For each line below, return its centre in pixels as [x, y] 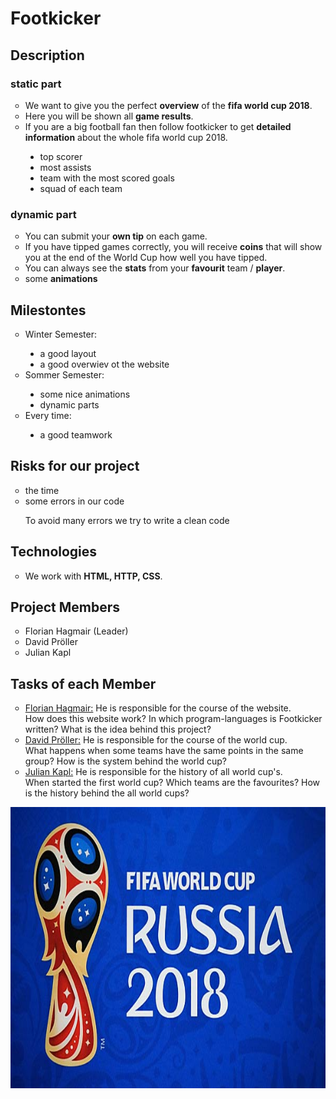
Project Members [65, 607]
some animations [61, 279]
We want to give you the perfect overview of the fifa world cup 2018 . [168, 105]
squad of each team [81, 188]
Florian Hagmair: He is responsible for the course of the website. [158, 708]
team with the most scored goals [107, 178]
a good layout [68, 353]
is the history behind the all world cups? [107, 793]
